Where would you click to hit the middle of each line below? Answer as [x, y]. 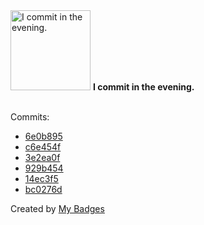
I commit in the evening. [143, 87]
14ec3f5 [41, 178]
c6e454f [43, 147]
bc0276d [43, 189]
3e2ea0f [42, 157]
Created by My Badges [57, 208]
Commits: [30, 117]
